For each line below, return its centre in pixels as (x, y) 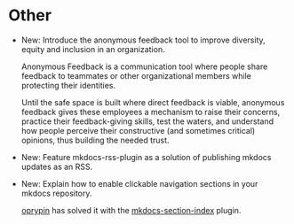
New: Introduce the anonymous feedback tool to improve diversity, (143, 40)
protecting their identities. (68, 85)
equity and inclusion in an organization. (93, 49)
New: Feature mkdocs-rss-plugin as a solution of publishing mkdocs (146, 157)
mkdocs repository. (56, 193)
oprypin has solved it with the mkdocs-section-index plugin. (131, 210)
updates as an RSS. (57, 166)
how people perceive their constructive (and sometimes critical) (138, 130)
